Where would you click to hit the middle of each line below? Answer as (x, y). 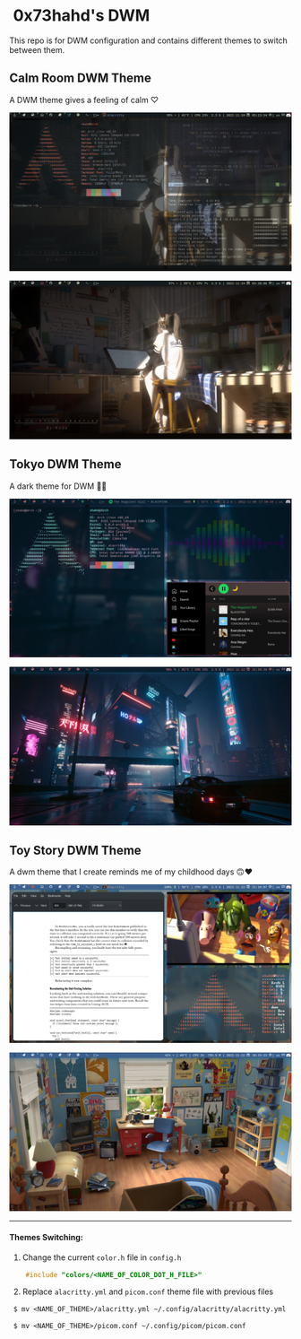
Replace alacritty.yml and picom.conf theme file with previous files (148, 1291)
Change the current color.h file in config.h (102, 1257)
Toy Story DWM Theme (75, 850)
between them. (37, 49)
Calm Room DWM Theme (81, 78)
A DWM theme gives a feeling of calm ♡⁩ (84, 100)
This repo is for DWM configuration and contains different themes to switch (149, 40)
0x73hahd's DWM (82, 16)
